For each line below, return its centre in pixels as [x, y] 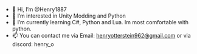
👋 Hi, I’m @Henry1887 [39, 9]
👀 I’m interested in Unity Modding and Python [69, 16]
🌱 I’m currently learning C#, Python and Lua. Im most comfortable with [100, 22]
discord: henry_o [33, 44]
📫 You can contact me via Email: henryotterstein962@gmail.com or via [102, 35]
